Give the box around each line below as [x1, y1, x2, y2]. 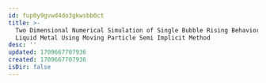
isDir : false [8, 63, 51, 71]
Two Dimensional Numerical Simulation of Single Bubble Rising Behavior [15, 26, 260, 34]
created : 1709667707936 [8, 56, 87, 64]
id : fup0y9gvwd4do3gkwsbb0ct [8, 11, 104, 20]
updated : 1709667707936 [8, 48, 87, 56]
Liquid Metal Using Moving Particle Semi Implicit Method [15, 33, 211, 42]
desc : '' [8, 41, 37, 49]
